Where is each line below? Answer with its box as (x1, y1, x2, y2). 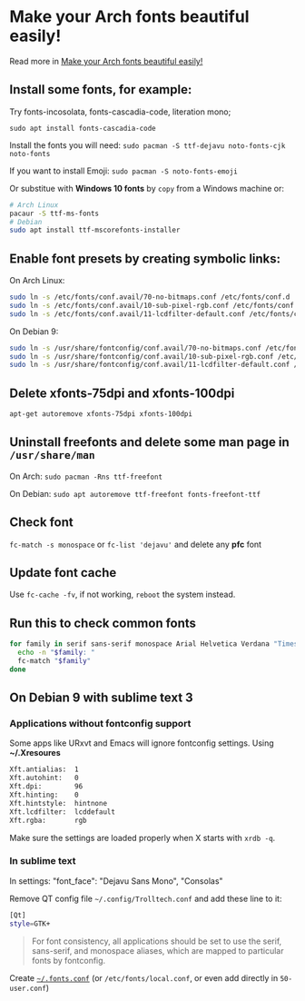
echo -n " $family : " (17, 648, 95, 658)
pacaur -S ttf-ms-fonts (9, 209, 100, 218)
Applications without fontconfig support (9, 718, 192, 730)
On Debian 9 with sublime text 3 (9, 690, 193, 706)
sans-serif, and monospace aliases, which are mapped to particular (31, 945, 284, 956)
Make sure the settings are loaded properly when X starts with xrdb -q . (9, 832, 276, 843)
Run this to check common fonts (9, 615, 197, 630)
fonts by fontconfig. (31, 955, 106, 966)
